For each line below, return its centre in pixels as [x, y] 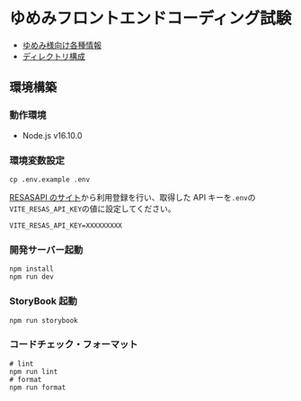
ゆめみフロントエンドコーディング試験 [150, 18]
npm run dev [31, 277]
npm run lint [34, 371]
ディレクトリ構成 [53, 56]
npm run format [38, 388]
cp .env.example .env [50, 179]
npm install [31, 269]
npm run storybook [44, 320]
